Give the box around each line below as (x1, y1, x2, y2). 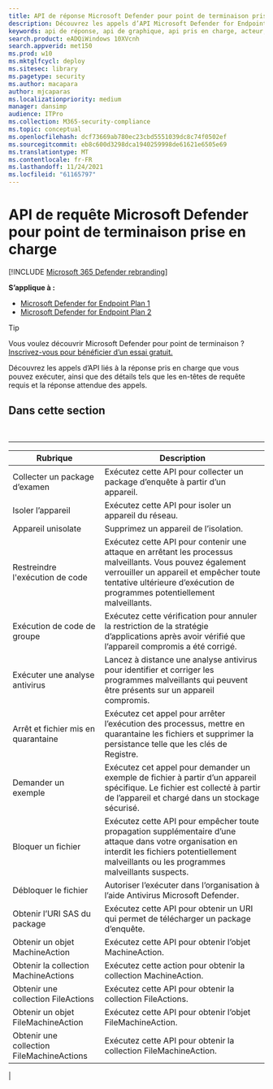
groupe (12, 631, 41, 642)
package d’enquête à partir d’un (104, 476, 226, 488)
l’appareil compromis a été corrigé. (104, 640, 237, 652)
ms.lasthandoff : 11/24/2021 (8, 163, 104, 171)
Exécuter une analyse (12, 669, 95, 680)
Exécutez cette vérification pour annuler (104, 610, 258, 622)
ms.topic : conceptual (8, 125, 82, 133)
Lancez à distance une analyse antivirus (104, 653, 258, 665)
